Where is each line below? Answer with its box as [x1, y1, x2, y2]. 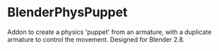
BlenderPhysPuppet [7, 4, 128, 21]
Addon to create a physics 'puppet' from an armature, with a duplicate [7, 28, 212, 36]
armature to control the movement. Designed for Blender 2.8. [7, 35, 185, 43]
